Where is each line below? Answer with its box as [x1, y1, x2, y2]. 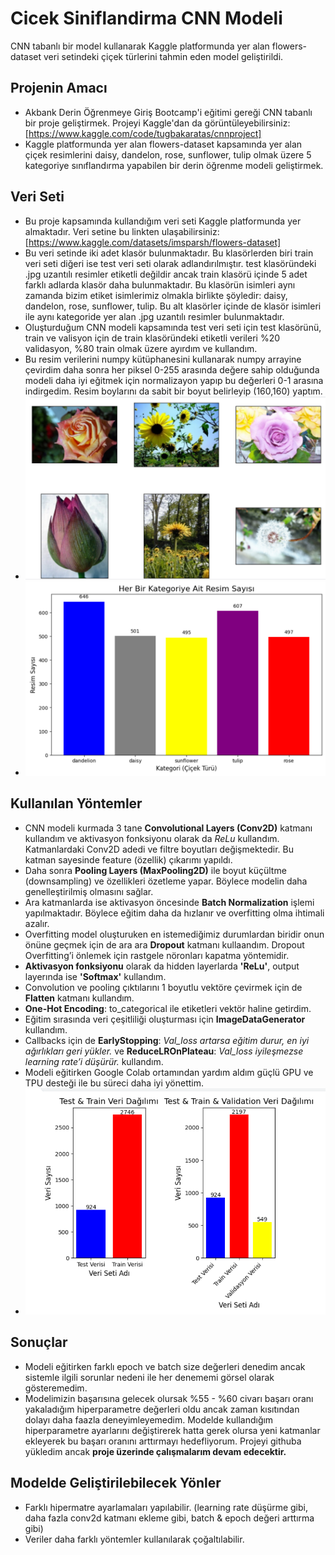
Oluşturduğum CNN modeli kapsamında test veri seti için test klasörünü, [24, 321, 322, 333]
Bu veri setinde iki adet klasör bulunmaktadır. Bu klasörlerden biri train [24, 247, 314, 259]
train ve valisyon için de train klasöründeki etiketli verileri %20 [24, 332, 281, 344]
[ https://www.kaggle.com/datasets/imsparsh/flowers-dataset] [24, 236, 282, 248]
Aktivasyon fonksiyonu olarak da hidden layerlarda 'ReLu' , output [24, 960, 300, 972]
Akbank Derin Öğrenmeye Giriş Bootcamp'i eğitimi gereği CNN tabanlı [24, 106, 313, 118]
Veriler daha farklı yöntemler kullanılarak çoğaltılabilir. [24, 1533, 245, 1545]
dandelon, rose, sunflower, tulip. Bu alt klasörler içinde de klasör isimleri [24, 300, 322, 312]
